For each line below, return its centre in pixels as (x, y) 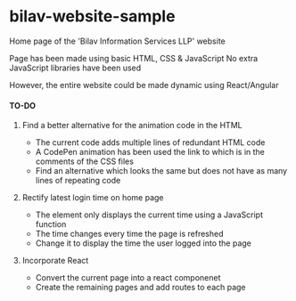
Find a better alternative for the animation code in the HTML (132, 126)
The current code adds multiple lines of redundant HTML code (150, 142)
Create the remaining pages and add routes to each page (141, 288)
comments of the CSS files (84, 161)
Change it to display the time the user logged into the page (144, 243)
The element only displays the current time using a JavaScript (149, 215)
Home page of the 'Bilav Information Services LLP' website (117, 41)
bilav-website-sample (92, 16)
